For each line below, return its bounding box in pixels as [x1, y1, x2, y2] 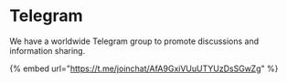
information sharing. [9, 45, 86, 56]
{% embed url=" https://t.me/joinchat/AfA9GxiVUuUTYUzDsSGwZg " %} [9, 63, 279, 74]
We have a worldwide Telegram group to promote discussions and [9, 36, 260, 47]
